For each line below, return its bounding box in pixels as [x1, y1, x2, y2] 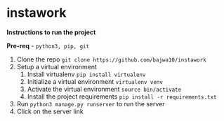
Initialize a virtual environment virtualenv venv [27, 77, 163, 85]
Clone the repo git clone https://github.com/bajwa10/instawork [16, 55, 206, 64]
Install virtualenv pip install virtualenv [27, 70, 146, 78]
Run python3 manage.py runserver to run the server [16, 99, 166, 108]
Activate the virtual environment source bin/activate [27, 85, 182, 93]
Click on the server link [16, 107, 84, 115]
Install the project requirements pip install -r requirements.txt [27, 92, 217, 101]
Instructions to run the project [6, 28, 96, 36]
